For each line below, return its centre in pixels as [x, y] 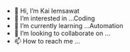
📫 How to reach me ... [47, 41]
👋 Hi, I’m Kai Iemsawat [47, 11]
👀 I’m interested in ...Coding [54, 18]
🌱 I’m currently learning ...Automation [69, 26]
